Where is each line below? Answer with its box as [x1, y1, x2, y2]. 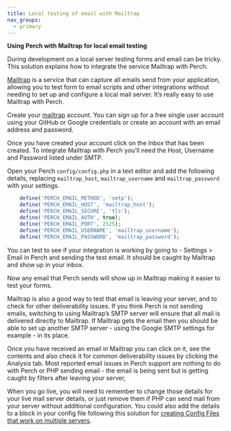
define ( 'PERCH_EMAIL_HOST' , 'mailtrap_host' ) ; [19, 201, 155, 209]
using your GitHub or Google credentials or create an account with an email [7, 118, 221, 127]
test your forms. [7, 281, 53, 289]
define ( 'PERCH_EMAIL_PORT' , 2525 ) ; [19, 220, 122, 227]
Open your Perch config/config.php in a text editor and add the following [7, 167, 214, 176]
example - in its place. [7, 331, 70, 339]
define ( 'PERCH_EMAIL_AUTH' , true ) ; [19, 214, 122, 221]
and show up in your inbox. [7, 260, 84, 269]
